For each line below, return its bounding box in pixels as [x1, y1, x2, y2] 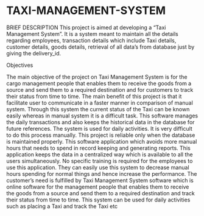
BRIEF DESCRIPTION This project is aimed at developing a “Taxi [6, 24, 166, 31]
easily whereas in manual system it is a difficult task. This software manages [6, 112, 199, 119]
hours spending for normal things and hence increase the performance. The [6, 170, 197, 177]
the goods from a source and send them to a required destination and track [6, 189, 195, 197]
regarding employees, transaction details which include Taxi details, [6, 37, 177, 44]
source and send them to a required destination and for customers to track [6, 86, 194, 93]
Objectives [6, 61, 33, 69]
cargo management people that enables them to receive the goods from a [6, 80, 192, 87]
